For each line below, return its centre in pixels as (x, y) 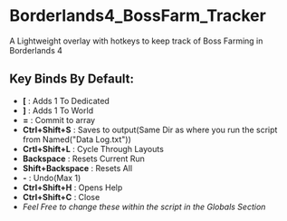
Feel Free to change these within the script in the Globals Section (144, 207)
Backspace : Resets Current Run (83, 159)
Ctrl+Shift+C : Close (61, 197)
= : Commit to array (59, 120)
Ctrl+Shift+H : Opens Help (72, 187)
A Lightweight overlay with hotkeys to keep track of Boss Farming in (136, 41)
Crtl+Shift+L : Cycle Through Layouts (93, 149)
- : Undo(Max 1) (52, 178)
